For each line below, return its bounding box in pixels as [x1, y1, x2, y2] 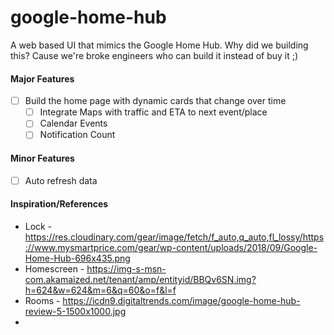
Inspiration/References [10, 198, 109, 210]
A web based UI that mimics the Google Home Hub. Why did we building [10, 39, 309, 51]
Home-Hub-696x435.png [24, 252, 131, 264]
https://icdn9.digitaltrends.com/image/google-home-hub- [62, 294, 301, 306]
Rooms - [24, 294, 61, 306]
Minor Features [10, 152, 75, 164]
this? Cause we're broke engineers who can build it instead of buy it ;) [10, 49, 299, 61]
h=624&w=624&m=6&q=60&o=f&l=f [24, 284, 177, 296]
